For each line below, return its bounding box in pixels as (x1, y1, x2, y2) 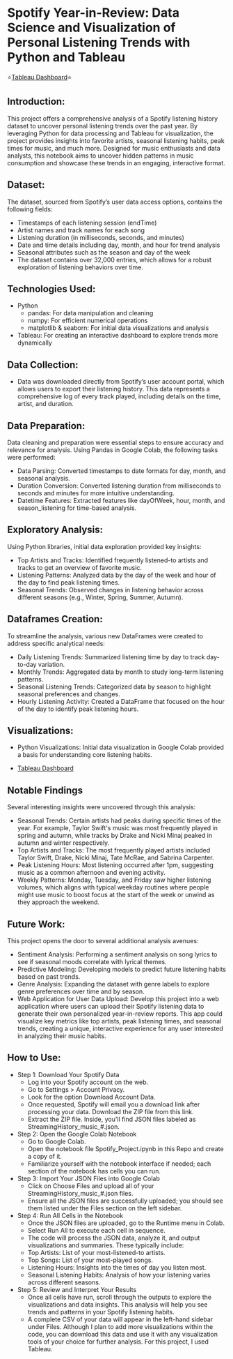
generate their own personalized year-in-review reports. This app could (17, 1009, 223, 1018)
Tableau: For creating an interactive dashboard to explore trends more (17, 331, 218, 340)
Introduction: (7, 96, 65, 107)
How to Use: (7, 1052, 61, 1064)
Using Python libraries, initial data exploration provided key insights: (7, 542, 202, 550)
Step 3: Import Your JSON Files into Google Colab (17, 1174, 160, 1182)
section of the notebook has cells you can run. (27, 1166, 161, 1175)
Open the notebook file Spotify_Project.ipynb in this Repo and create (27, 1144, 224, 1152)
